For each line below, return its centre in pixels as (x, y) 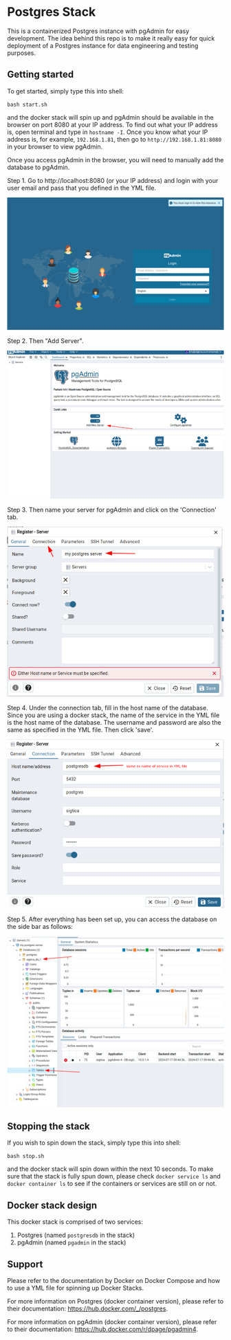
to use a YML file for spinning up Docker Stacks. (76, 1288)
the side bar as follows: (40, 926)
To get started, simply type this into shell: (66, 91)
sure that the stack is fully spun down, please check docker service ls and (114, 1176)
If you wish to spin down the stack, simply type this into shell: (94, 1143)
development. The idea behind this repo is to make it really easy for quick (111, 38)
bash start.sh (27, 105)
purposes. (22, 53)
